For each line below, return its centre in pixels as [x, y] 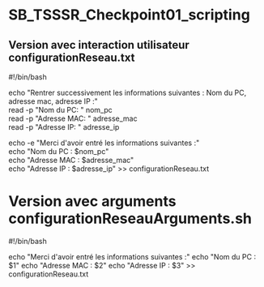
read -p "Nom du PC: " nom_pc [61, 110]
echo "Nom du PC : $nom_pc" [59, 151]
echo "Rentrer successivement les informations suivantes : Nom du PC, [128, 92]
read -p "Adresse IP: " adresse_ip [64, 127]
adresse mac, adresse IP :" [53, 101]
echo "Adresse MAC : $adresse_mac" [71, 160]
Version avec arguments [92, 201]
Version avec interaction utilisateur [99, 45]
